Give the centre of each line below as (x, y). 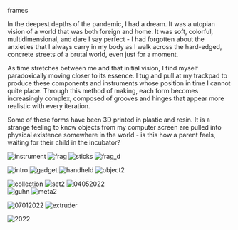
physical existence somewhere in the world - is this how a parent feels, (112, 135)
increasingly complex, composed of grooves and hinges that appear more (116, 98)
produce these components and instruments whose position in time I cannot (119, 83)
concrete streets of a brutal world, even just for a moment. (93, 54)
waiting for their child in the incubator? (64, 142)
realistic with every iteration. (49, 106)
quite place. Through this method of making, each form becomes (103, 91)
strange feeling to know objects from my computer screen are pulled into (115, 127)
